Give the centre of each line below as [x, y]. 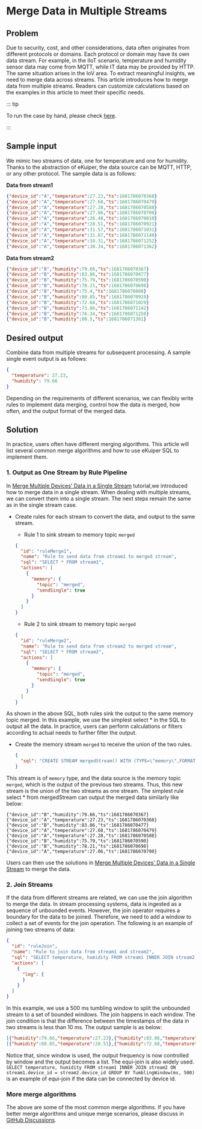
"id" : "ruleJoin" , [35, 946]
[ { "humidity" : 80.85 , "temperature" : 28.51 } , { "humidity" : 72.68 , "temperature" [102, 1044]
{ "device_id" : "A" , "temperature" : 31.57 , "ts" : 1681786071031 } [82, 230]
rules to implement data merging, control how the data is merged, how [93, 405]
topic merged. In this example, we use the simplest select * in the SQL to [96, 720]
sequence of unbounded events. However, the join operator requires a [93, 910]
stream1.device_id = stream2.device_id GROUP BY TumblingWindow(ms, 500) [101, 1072]
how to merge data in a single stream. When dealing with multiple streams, [99, 492]
